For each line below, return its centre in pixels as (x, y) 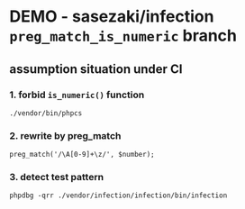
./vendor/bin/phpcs (46, 113)
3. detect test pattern (57, 177)
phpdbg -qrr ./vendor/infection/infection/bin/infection (118, 195)
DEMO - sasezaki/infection (112, 17)
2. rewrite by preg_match (65, 135)
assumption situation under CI (96, 69)
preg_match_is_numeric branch (123, 36)
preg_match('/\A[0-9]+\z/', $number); (82, 155)
